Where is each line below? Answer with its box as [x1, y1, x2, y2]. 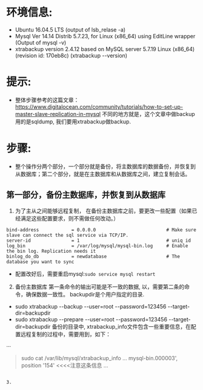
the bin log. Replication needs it [6, 248, 96, 254]
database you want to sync [6, 259, 75, 265]
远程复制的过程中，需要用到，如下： [20, 330, 111, 338]
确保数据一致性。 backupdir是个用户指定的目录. [25, 290, 145, 298]
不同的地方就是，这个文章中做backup [102, 110, 195, 117]
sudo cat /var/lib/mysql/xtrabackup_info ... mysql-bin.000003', [21, 354, 178, 361]
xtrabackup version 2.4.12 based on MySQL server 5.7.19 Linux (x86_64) [15, 45, 195, 52]
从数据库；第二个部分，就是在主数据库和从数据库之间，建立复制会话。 [15, 170, 191, 177]
